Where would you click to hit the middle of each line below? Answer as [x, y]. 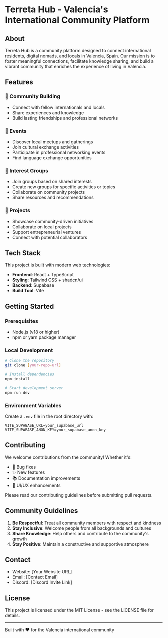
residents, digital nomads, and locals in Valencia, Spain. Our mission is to [80, 56]
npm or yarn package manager [44, 337]
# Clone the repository [30, 361]
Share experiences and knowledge [48, 112]
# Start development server [34, 388]
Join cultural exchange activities [45, 147]
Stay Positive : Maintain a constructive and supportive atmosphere [80, 544]
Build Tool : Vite [28, 291]
